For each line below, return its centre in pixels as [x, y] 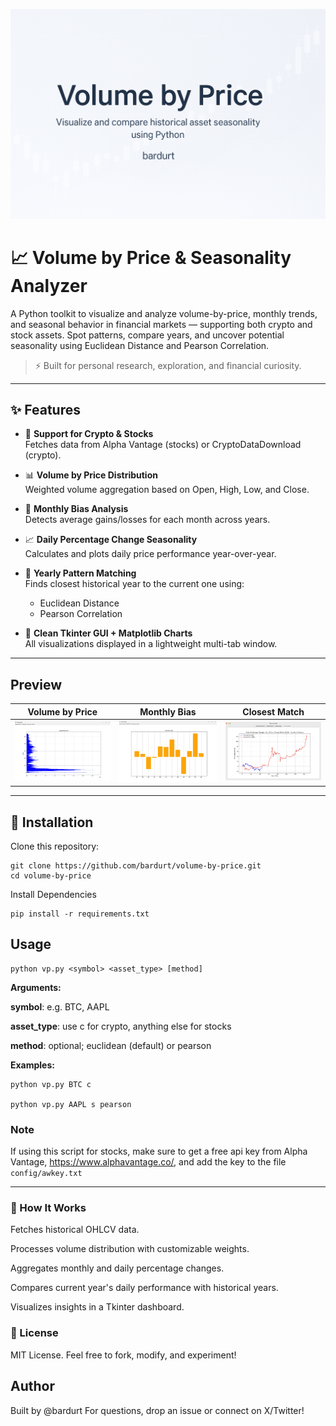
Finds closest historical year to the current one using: [134, 584]
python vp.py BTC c [51, 1084]
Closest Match [273, 711]
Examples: [32, 1065]
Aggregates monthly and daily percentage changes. [117, 1268]
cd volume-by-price [51, 876]
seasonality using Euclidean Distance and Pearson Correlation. [140, 345]
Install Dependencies [53, 894]
